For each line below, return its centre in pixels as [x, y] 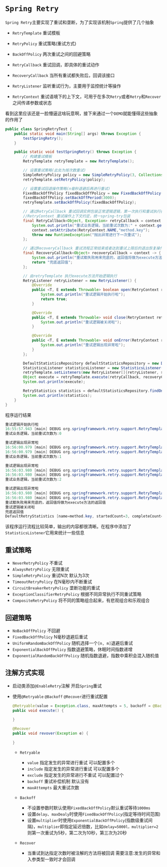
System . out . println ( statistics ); [58, 395]
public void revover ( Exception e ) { [50, 733]
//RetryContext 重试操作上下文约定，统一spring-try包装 [77, 216]
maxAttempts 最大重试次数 [53, 787]
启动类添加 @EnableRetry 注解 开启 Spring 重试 [57, 686]
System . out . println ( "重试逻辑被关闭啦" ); [81, 322]
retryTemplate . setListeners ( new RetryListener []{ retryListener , [91, 373]
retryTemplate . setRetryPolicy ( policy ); [64, 179]
